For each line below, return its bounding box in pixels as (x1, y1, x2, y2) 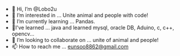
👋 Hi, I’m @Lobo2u (11, 6, 57, 12)
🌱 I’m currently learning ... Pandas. (11, 18, 95, 24)
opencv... (11, 30, 35, 37)
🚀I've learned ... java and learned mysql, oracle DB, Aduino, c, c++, (11, 24, 175, 31)
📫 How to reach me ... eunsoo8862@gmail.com (11, 43, 129, 50)
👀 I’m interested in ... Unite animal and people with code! (11, 12, 149, 19)
